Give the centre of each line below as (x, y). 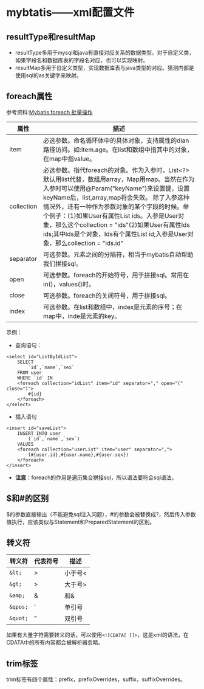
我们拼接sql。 (63, 263)
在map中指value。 (70, 159)
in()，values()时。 (69, 284)
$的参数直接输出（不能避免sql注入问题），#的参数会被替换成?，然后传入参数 (101, 514)
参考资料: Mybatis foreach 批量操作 (49, 112)
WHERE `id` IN (35, 378)
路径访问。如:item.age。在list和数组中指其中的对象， (118, 150)
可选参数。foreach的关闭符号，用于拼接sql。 (107, 296)
